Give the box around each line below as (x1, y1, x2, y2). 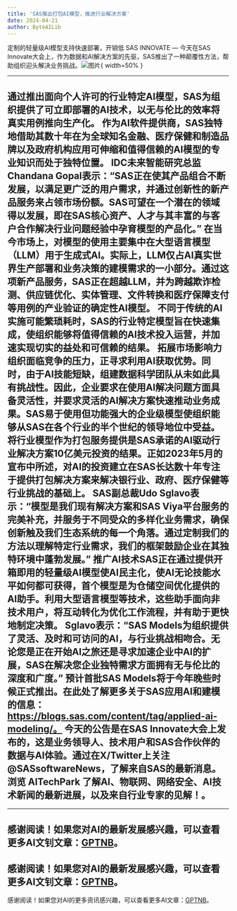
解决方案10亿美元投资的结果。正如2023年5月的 (16, 447, 223, 459)
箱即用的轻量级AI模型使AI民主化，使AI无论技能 (7, 566, 212, 578)
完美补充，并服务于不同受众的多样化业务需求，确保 (7, 513, 229, 525)
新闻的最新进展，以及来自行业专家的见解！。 (16, 789, 211, 801)
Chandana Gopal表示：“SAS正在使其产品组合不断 (7, 170, 226, 182)
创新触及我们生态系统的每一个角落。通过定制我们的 (7, 527, 229, 539)
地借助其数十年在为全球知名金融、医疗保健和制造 (7, 130, 220, 142)
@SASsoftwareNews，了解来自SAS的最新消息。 (7, 762, 222, 774)
